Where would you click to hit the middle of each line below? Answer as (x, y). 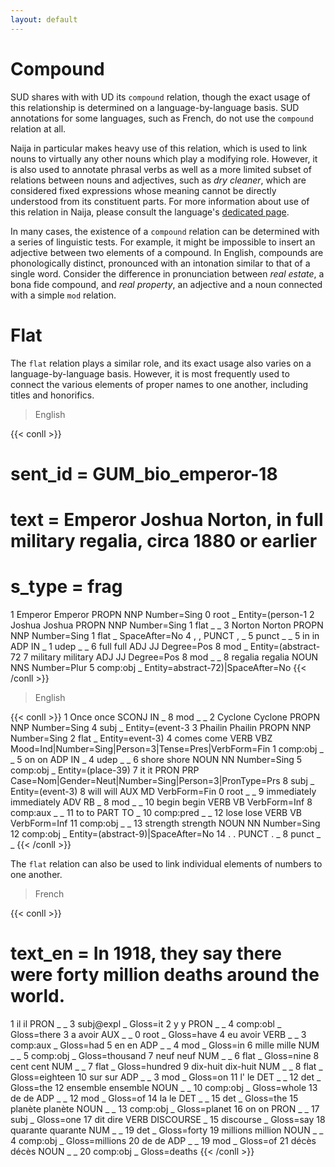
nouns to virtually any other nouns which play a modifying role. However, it (164, 158)
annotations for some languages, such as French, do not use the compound (162, 118)
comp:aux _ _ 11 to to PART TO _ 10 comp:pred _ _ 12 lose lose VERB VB (156, 812)
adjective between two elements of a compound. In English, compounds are (167, 252)
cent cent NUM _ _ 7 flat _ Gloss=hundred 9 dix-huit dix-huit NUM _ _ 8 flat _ (166, 1066)
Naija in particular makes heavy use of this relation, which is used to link (159, 148)
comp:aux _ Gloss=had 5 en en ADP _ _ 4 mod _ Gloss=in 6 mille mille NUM (165, 1045)
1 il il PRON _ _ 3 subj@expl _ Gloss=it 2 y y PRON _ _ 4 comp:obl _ (146, 1023)
